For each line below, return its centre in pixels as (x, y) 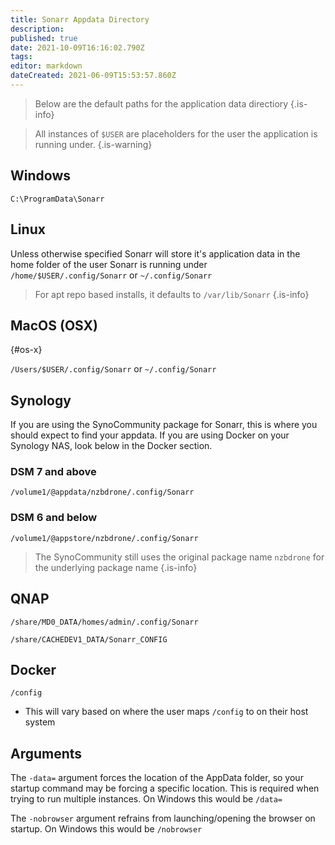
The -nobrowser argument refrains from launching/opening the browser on (163, 818)
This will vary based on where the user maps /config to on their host (166, 712)
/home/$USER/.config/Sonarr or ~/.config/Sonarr (111, 275)
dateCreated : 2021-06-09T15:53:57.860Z (93, 76)
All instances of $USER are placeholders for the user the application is (176, 133)
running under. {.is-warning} (93, 144)
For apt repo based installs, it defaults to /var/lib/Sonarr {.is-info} (172, 294)
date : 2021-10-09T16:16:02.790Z (77, 47)
